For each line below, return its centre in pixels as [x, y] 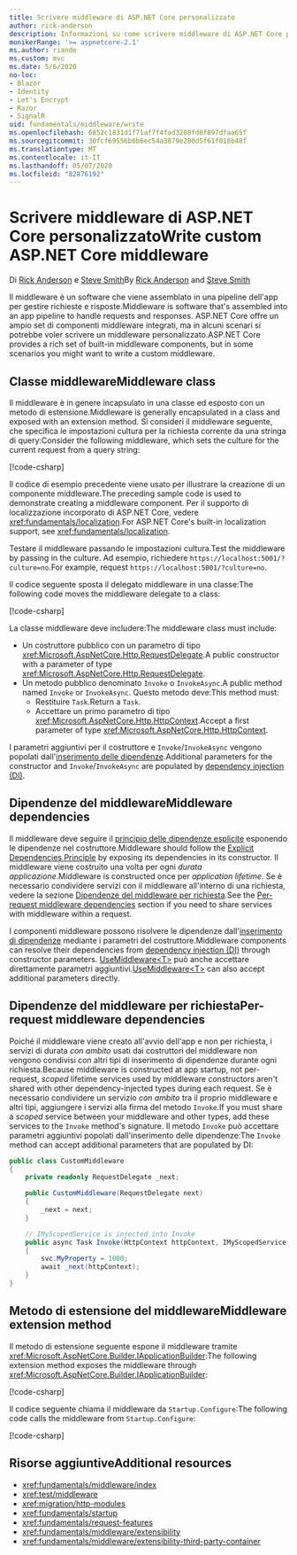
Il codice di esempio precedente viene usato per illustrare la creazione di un [147, 484]
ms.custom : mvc [37, 58]
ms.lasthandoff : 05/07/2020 [61, 166]
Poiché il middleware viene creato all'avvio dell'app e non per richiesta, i [141, 1041]
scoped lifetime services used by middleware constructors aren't [160, 1078]
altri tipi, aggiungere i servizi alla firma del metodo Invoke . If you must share [146, 1107]
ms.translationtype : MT [53, 149]
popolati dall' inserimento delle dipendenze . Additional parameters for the [141, 757]
